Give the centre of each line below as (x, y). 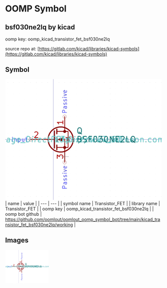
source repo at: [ (22, 49)
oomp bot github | (24, 214)
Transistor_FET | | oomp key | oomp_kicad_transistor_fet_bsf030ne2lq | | (80, 209)
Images (17, 240)
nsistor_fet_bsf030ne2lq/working (39, 225)
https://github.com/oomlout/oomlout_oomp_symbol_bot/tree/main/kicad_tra (83, 220)
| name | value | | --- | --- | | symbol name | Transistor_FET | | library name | (83, 204)
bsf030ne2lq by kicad (40, 27)
